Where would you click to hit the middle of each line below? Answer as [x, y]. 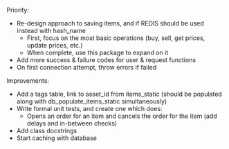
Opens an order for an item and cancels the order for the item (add [122, 116]
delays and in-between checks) [72, 123]
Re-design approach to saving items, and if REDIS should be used [110, 23]
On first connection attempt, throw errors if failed [86, 67]
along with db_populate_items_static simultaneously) [92, 101]
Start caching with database [57, 138]
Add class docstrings [47, 131]
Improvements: [28, 81]
